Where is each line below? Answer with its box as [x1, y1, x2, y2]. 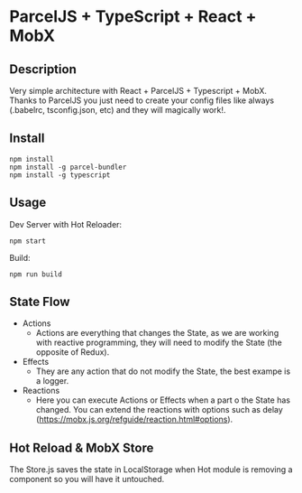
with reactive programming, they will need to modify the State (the [35, 337, 282, 349]
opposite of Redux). [35, 347, 110, 358]
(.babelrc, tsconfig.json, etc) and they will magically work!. [9, 105, 226, 115]
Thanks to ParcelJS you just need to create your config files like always [9, 95, 275, 106]
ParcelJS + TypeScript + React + [9, 6, 257, 27]
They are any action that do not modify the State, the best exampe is [35, 366, 291, 377]
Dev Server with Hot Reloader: [9, 219, 123, 229]
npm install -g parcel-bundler [9, 163, 127, 172]
